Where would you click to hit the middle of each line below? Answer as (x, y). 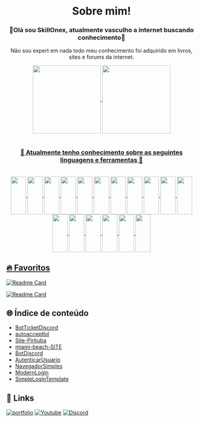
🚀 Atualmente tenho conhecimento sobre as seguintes (102, 152)
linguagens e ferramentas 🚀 (102, 160)
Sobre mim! (102, 11)
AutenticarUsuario (37, 360)
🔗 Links (20, 398)
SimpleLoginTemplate (42, 379)
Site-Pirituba (31, 340)
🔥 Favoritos (28, 268)
